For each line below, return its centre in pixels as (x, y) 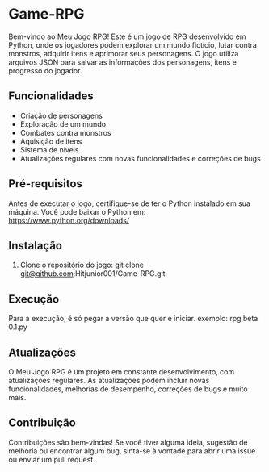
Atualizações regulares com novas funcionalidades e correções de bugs (140, 158)
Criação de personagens (61, 115)
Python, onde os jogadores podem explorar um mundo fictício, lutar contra (132, 44)
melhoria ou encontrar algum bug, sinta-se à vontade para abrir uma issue (132, 451)
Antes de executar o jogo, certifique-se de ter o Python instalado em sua (129, 203)
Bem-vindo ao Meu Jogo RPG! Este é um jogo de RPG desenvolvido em (127, 36)
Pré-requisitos (46, 184)
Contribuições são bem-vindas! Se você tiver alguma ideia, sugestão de (128, 442)
